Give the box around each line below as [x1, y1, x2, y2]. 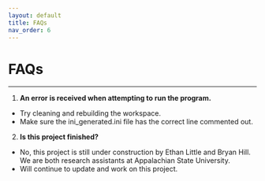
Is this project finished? [19, 132, 99, 142]
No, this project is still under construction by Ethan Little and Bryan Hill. [19, 147, 251, 157]
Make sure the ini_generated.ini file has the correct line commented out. [19, 117, 254, 127]
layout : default [8, 11, 62, 20]
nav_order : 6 [8, 26, 51, 34]
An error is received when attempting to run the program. [19, 94, 211, 103]
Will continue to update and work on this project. [19, 164, 178, 174]
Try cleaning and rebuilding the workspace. [19, 109, 162, 118]
